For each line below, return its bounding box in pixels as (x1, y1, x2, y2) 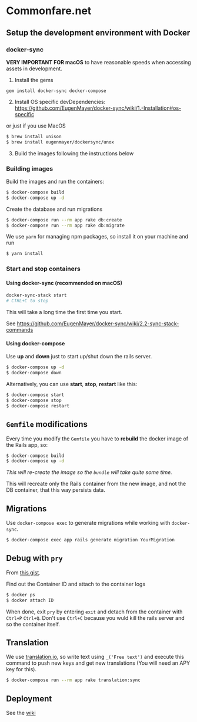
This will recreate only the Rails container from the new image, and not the (6, 480, 186, 488)
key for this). (6, 666, 37, 673)
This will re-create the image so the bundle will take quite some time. (6, 469, 172, 476)
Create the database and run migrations (6, 205, 103, 213)
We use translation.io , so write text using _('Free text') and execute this (6, 654, 184, 661)
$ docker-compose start (6, 392, 65, 398)
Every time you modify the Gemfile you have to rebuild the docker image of (6, 435, 189, 442)
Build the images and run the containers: (6, 178, 105, 185)
